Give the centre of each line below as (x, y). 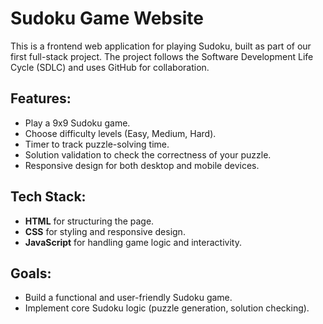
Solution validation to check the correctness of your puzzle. (148, 154)
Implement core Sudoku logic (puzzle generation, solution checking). (167, 308)
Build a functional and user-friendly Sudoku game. (128, 298)
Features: (41, 98)
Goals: (31, 273)
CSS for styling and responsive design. (105, 231)
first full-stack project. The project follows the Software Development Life (162, 56)
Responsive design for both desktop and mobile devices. (142, 165)
